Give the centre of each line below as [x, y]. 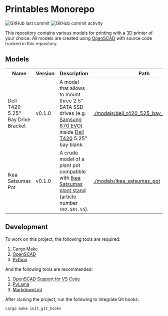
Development [27, 227]
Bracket [17, 125]
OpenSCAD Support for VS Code [46, 279]
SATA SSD [71, 107]
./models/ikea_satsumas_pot [127, 181]
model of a [72, 159]
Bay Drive [19, 119]
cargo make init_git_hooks [33, 308]
